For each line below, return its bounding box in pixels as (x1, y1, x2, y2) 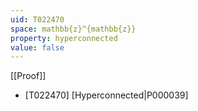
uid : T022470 (10, 14, 65, 25)
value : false (10, 42, 65, 53)
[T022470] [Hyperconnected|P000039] (24, 89, 189, 101)
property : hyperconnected (10, 33, 118, 43)
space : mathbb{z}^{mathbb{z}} (10, 24, 137, 34)
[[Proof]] (10, 70, 47, 82)
